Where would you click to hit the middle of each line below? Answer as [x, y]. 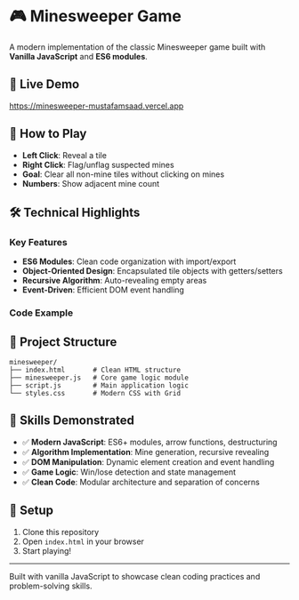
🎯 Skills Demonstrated [72, 421]
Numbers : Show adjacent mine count [91, 183]
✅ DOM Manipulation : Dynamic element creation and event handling [148, 461]
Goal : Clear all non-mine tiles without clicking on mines [123, 174]
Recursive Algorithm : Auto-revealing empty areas [114, 281]
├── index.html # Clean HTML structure [95, 370]
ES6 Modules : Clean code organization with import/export [129, 261]
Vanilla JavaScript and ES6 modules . [79, 56]
